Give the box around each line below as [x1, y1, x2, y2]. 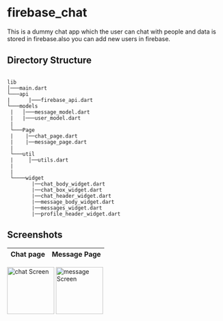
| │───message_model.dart [10, 108, 90, 116]
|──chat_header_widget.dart [31, 192, 112, 199]
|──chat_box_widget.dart [31, 186, 103, 193]
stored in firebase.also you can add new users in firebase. [7, 34, 171, 42]
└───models [7, 103, 38, 110]
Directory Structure [7, 55, 92, 66]
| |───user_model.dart [10, 114, 81, 121]
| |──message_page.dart [10, 138, 88, 145]
